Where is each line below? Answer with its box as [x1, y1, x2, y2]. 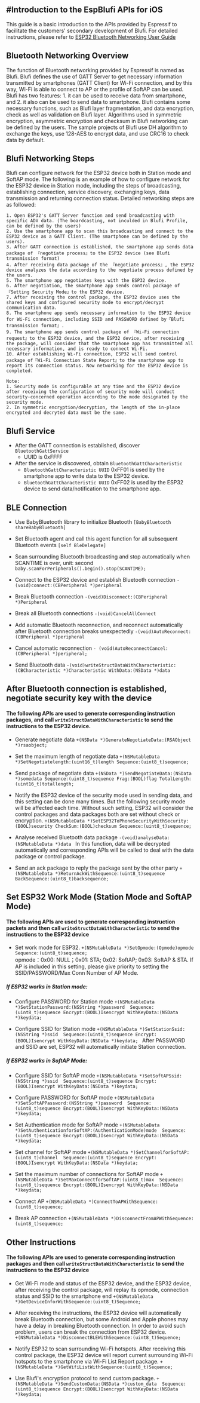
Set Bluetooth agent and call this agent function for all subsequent [14, 535, 178, 542]
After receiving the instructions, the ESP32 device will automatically [14, 1309, 181, 1316]
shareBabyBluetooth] [14, 525, 66, 531]
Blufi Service [6, 426, 56, 436]
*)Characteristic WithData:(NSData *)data [63, 668, 171, 674]
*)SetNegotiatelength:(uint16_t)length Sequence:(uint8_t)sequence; [14, 759, 189, 765]
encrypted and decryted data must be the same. [6, 410, 127, 416]
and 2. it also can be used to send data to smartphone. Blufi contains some [6, 98, 190, 105]
